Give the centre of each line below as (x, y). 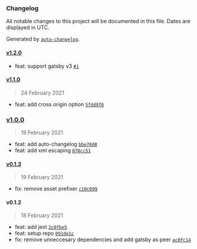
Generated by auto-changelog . (43, 39)
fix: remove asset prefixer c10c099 (56, 189)
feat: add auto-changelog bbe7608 (56, 144)
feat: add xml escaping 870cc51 (53, 150)
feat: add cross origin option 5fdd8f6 (59, 104)
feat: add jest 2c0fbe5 (41, 227)
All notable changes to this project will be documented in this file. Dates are (99, 21)
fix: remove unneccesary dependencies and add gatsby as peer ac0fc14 (103, 239)
